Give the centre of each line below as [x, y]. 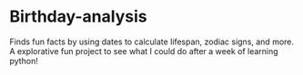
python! [24, 61]
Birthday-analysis [78, 17]
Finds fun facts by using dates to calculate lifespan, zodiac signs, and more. [151, 42]
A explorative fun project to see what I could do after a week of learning [144, 51]
